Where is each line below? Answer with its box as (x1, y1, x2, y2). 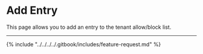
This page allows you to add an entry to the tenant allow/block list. (6, 23, 172, 31)
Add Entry (6, 4, 58, 17)
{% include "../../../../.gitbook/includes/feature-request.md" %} (6, 40, 161, 48)
